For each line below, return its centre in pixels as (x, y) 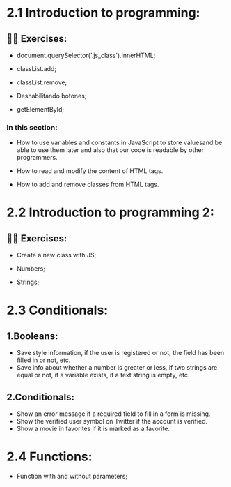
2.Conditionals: (40, 397)
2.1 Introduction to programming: (103, 13)
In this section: (32, 127)
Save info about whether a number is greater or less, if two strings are (117, 368)
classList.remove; (42, 82)
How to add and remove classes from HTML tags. (88, 185)
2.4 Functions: (49, 457)
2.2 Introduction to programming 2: (111, 212)
